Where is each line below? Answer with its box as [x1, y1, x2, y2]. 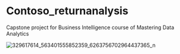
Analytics [6, 30, 29, 37]
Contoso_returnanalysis [6, 4, 129, 18]
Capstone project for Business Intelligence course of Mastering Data [6, 24, 175, 31]
